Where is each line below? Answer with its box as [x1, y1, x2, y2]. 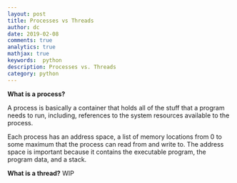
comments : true [7, 37, 53, 44]
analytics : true [7, 43, 56, 51]
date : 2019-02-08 [7, 30, 59, 38]
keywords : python [7, 57, 62, 64]
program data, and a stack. [7, 155, 87, 164]
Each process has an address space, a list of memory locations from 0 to [7, 132, 223, 141]
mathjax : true [7, 51, 50, 58]
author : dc [7, 23, 40, 31]
